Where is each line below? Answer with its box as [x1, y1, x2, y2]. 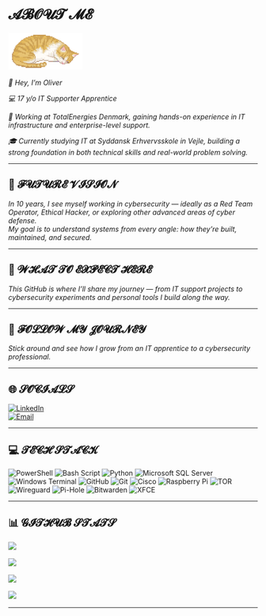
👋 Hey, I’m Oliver [8, 78, 63, 87]
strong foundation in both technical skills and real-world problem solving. [8, 147, 248, 157]
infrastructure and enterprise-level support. [8, 120, 150, 130]
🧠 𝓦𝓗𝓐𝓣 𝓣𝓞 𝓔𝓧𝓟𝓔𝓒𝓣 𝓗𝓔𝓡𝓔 [8, 263, 153, 276]
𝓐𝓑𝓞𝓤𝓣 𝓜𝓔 [8, 6, 93, 24]
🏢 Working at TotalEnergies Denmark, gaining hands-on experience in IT [8, 112, 245, 121]
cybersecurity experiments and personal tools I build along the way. [8, 292, 231, 302]
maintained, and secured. [8, 232, 93, 242]
